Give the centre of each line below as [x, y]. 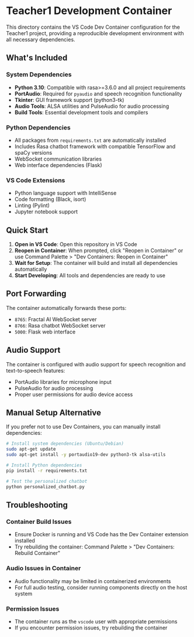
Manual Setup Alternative [53, 413]
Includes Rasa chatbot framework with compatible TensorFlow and [95, 146]
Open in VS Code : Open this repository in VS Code [76, 244]
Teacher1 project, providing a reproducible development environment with [95, 33]
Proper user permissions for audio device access [74, 394]
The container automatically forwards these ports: [66, 308]
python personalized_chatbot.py [45, 487]
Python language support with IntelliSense [65, 193]
